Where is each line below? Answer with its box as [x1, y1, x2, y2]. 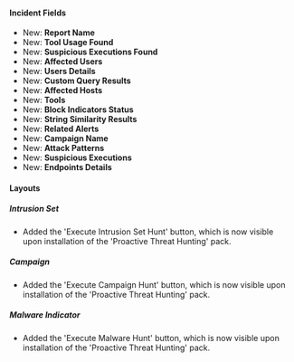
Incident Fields [9, 7, 66, 18]
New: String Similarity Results [22, 114, 138, 125]
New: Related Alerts [22, 123, 100, 135]
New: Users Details [22, 66, 97, 77]
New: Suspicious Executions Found [22, 46, 158, 58]
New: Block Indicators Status [22, 104, 134, 115]
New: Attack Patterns [22, 143, 105, 154]
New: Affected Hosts [22, 85, 103, 96]
